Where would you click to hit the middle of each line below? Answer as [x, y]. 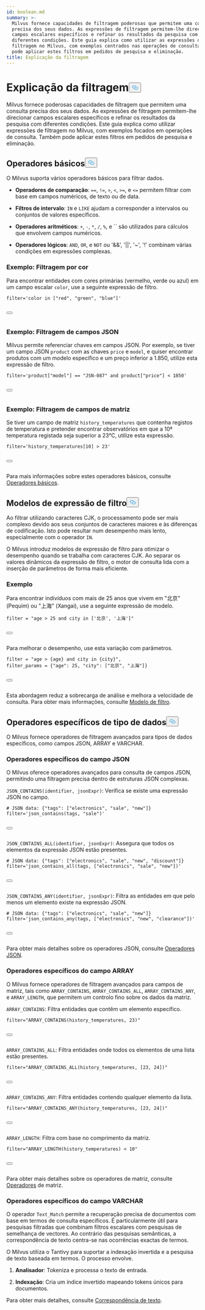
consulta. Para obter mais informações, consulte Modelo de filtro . [89, 702]
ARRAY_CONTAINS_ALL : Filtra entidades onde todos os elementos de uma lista [101, 1050]
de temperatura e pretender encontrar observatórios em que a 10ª [89, 429]
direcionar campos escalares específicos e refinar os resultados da [91, 117]
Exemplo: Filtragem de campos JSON [63, 332]
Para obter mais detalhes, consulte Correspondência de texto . [85, 1300]
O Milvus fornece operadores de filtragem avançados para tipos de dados [99, 737]
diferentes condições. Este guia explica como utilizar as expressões [103, 40]
